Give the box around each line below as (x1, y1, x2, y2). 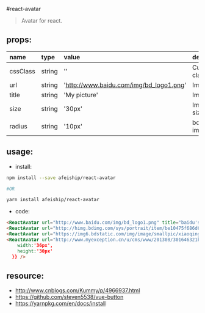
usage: (6, 147, 34, 157)
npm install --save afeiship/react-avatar (6, 174, 116, 181)
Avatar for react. (21, 17, 63, 24)
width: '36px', (17, 242, 53, 248)
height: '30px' (17, 248, 53, 254)
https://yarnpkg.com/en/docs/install (15, 300, 106, 307)
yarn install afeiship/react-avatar (6, 197, 99, 203)
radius (9, 122, 27, 130)
